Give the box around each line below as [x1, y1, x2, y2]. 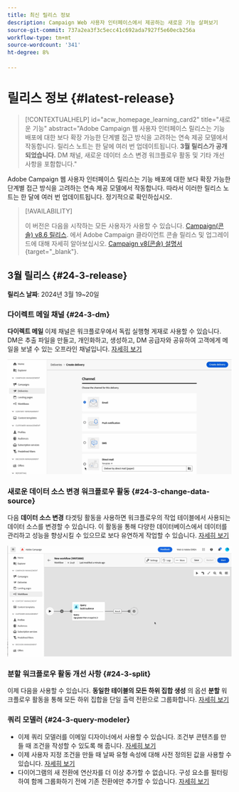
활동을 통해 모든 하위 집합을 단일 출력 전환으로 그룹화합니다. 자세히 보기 [31, 695, 230, 704]
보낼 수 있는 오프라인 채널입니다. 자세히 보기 [20, 344, 142, 353]
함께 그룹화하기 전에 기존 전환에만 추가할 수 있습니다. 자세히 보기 [31, 776, 210, 786]
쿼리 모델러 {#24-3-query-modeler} [7, 715, 130, 725]
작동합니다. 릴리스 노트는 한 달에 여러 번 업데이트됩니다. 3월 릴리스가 [24, 142, 215, 150]
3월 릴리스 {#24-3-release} [7, 270, 128, 282]
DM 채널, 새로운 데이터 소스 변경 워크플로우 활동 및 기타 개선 [57, 150, 225, 159]
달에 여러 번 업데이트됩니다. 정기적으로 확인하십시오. [28, 192, 173, 201]
